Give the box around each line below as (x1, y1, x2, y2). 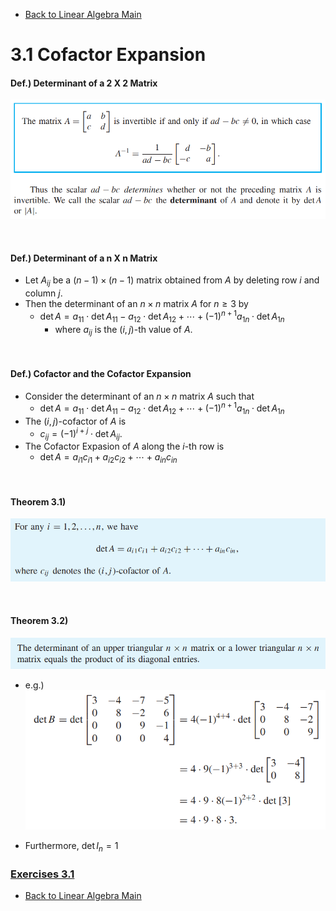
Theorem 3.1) (10, 495, 67, 508)
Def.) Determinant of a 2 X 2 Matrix (10, 77, 158, 89)
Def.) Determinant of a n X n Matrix (10, 252, 158, 264)
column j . (24, 287, 63, 299)
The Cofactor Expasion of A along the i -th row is (24, 440, 225, 453)
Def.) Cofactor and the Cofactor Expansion (10, 367, 192, 379)
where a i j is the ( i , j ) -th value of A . (54, 323, 193, 338)
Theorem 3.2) (10, 614, 69, 626)
